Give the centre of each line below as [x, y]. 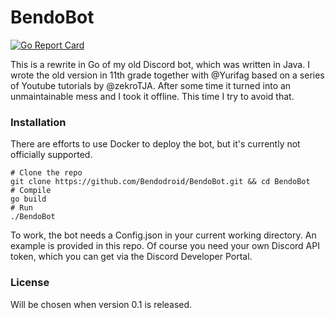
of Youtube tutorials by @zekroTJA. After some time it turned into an [151, 85]
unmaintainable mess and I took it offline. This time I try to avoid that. [152, 96]
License [30, 283]
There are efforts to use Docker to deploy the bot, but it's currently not [155, 144]
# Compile [31, 191]
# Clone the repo [46, 173]
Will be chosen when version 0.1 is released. [101, 304]
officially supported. [51, 155]
